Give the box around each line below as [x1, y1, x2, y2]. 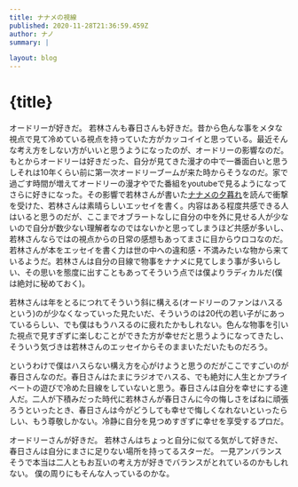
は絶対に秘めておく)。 [9, 278, 90, 289]
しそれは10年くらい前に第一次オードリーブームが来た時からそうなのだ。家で [9, 167, 288, 178]
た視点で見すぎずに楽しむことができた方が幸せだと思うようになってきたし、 [9, 331, 288, 341]
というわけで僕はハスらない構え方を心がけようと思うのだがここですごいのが [9, 361, 289, 371]
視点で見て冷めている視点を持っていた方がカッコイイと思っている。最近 [9, 134, 273, 145]
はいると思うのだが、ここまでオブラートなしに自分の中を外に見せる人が [9, 212, 273, 222]
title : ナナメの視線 [9, 12, 77, 22]
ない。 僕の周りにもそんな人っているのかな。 [9, 468, 175, 479]
